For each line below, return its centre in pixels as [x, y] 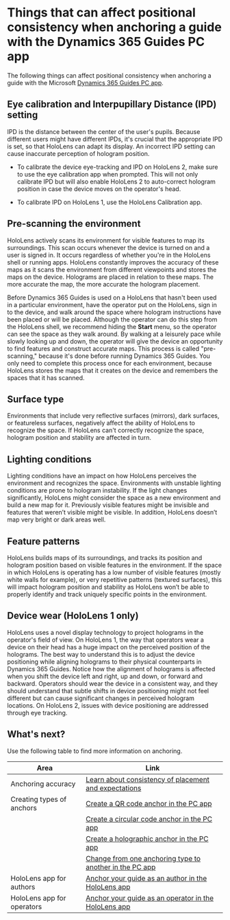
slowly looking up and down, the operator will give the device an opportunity [115, 341]
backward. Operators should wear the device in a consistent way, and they [112, 683]
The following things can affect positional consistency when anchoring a [109, 75]
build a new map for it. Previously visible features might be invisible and [108, 505]
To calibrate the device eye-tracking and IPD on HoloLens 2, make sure [117, 167]
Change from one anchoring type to [143, 858]
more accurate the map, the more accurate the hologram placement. [104, 284]
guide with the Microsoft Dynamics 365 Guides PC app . [86, 82]
